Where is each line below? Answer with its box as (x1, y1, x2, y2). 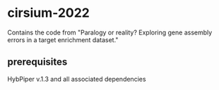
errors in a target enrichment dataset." (7, 35, 119, 44)
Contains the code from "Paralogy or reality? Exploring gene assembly (7, 28, 213, 37)
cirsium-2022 (7, 5, 90, 21)
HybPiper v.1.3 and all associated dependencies (7, 75, 146, 83)
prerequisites (7, 56, 68, 68)
